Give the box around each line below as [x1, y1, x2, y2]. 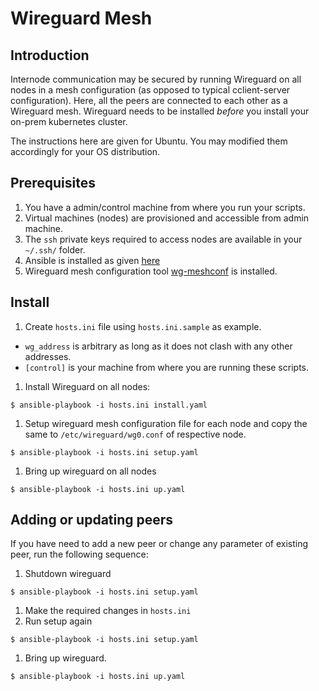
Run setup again [24, 615, 93, 627]
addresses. [24, 350, 72, 362]
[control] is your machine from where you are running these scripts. [24, 361, 309, 373]
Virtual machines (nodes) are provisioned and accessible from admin [24, 212, 310, 224]
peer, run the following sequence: [10, 548, 149, 561]
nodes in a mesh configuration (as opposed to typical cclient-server [10, 84, 291, 96]
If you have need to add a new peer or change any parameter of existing [10, 538, 308, 550]
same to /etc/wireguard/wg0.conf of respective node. [24, 428, 247, 440]
